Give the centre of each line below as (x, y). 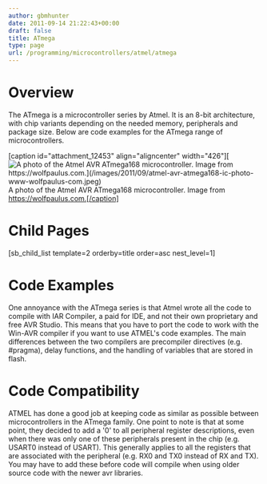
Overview (41, 93)
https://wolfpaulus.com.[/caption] (64, 198)
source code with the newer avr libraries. (76, 473)
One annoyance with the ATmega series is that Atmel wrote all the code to (130, 307)
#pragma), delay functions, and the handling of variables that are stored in (131, 350)
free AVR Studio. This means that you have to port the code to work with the (134, 325)
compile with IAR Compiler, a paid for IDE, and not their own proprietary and (133, 316)
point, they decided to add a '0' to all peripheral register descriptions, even (131, 430)
